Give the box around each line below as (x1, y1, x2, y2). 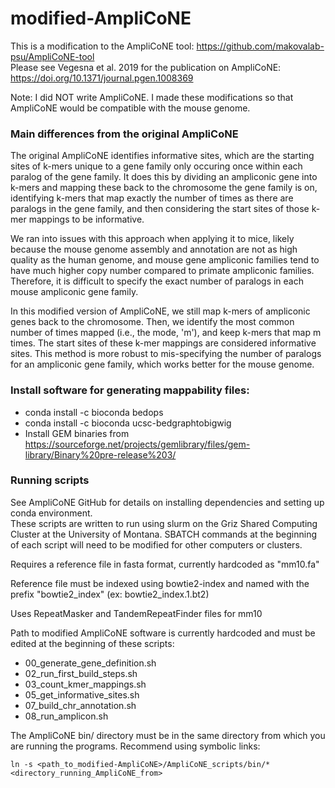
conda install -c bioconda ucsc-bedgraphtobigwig (24, 417, 232, 429)
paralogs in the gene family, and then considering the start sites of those (10, 203, 310, 215)
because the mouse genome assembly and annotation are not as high (10, 243, 298, 256)
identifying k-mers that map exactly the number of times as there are (10, 192, 294, 204)
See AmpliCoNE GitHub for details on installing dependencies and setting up (10, 496, 325, 508)
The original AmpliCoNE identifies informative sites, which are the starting (10, 150, 315, 162)
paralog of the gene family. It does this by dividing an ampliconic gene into (10, 171, 318, 183)
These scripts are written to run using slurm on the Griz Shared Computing (10, 517, 318, 529)
